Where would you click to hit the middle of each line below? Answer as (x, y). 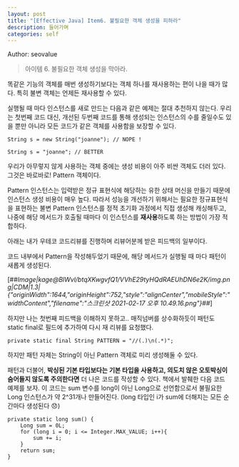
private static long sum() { (51, 420)
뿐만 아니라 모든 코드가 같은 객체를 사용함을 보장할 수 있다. (96, 126)
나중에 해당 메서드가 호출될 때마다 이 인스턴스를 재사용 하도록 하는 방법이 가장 (114, 217)
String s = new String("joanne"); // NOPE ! (75, 140)
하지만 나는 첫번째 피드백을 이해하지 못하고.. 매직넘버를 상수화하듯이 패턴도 (111, 318)
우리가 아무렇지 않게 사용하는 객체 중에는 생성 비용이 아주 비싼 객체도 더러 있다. (117, 166)
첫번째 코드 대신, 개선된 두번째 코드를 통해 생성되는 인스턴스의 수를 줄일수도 (119, 117)
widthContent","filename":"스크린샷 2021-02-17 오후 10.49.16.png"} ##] (110, 303)
